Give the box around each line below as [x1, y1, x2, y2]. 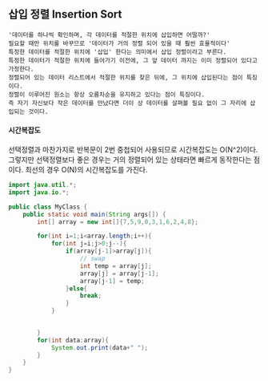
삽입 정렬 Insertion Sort [8, 7, 122, 22]
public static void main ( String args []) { [22, 210, 166, 218]
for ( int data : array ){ [37, 336, 110, 344]
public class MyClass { [8, 203, 88, 211]
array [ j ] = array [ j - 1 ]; [79, 270, 159, 278]
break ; [79, 292, 102, 300]
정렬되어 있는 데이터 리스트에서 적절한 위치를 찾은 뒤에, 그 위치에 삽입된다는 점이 [8, 73, 243, 82]
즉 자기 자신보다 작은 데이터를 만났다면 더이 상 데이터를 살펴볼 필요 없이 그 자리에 [8, 99, 246, 107]
